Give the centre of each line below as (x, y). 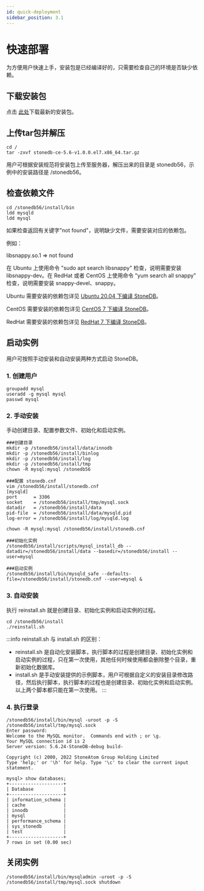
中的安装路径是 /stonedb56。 (48, 172)
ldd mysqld (20, 213)
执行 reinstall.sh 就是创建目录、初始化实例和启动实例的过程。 (83, 610)
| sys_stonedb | (36, 826)
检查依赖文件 (30, 193)
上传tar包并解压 (36, 133)
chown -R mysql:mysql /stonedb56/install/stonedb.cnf (76, 529)
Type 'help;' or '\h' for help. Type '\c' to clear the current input (97, 762)
